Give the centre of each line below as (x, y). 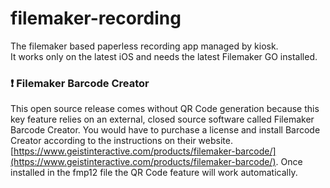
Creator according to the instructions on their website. (121, 141)
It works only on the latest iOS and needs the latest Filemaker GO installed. (164, 56)
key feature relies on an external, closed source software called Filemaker (162, 119)
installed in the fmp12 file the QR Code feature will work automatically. (154, 173)
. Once (289, 162)
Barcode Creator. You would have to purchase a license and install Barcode (165, 130)
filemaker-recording (96, 18)
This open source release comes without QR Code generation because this (165, 109)
